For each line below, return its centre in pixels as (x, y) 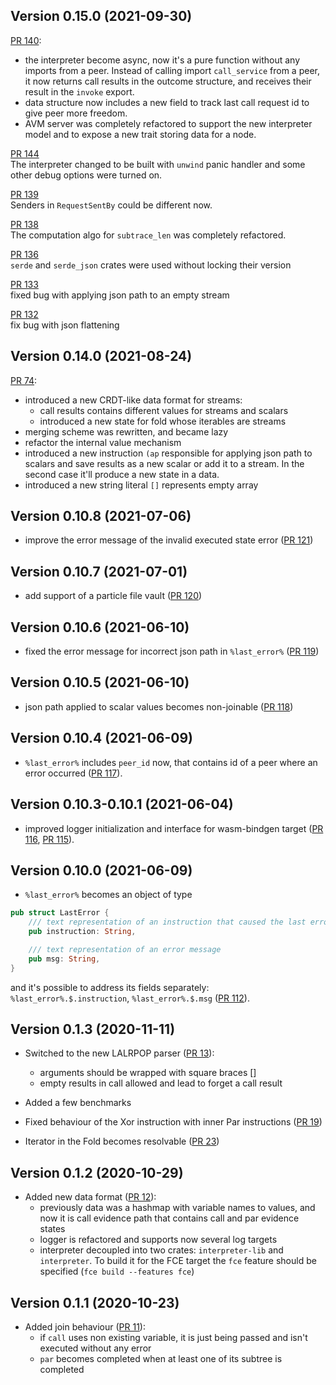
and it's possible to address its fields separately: (110, 987)
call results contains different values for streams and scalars (164, 410)
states (52, 1229)
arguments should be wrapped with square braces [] (148, 1073)
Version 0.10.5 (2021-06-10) (100, 682)
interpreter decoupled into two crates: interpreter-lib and (161, 1250)
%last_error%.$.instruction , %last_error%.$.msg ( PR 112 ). (130, 998)
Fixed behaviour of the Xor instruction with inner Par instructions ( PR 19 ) (173, 1122)
